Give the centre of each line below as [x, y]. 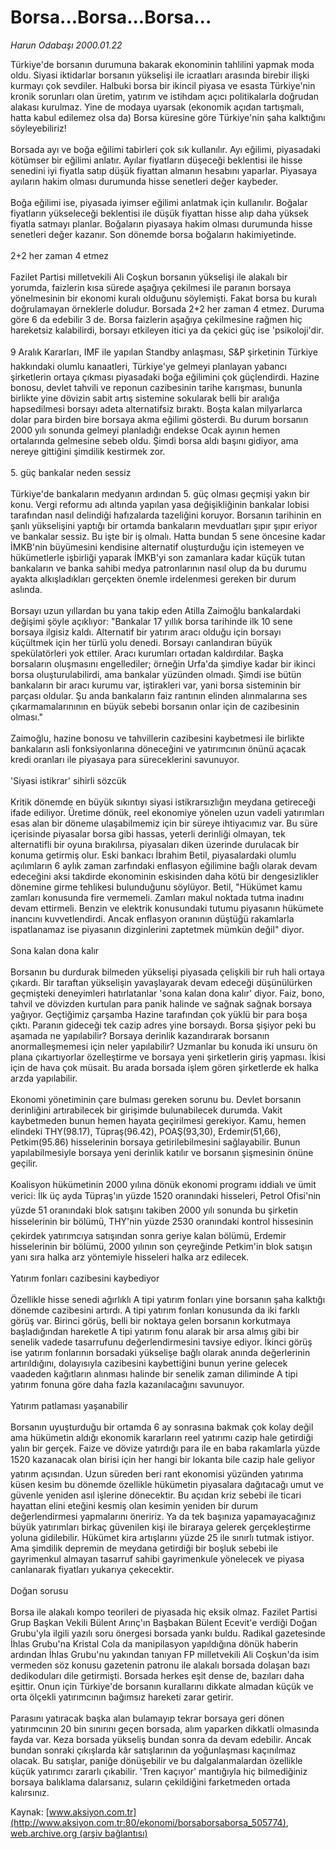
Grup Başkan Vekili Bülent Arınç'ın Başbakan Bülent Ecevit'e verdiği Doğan [164, 1622]
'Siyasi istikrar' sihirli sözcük [68, 780]
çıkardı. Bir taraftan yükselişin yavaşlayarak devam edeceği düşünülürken [161, 982]
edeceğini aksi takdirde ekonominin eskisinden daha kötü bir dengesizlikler [164, 876]
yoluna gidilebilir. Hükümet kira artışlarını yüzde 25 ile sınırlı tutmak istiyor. [162, 1537]
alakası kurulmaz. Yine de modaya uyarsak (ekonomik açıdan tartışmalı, [157, 107]
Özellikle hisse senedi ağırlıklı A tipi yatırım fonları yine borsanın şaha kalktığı [168, 1299]
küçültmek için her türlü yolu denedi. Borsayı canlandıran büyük [141, 642]
